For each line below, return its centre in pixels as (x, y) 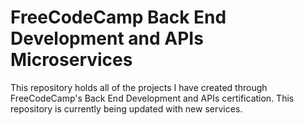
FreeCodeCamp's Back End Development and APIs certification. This (152, 98)
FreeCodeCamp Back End (118, 17)
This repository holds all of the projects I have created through (139, 87)
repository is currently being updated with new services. (126, 108)
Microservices (71, 60)
